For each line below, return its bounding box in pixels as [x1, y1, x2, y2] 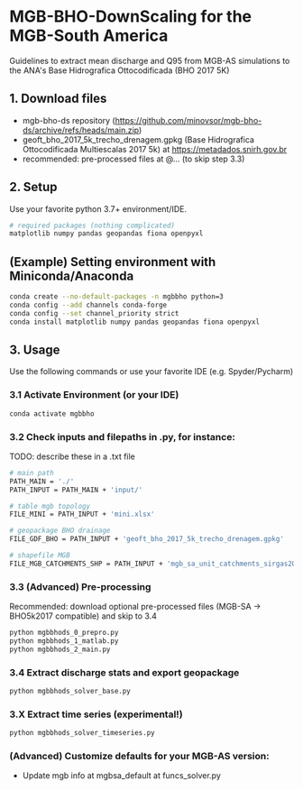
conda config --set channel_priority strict [9, 308, 179, 317]
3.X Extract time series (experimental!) [9, 708, 183, 721]
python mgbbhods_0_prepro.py [9, 629, 119, 638]
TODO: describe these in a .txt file [9, 451, 135, 462]
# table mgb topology [9, 501, 91, 510]
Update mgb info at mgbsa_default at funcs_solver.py [22, 770, 221, 781]
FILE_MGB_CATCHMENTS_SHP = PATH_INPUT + [9, 559, 164, 568]
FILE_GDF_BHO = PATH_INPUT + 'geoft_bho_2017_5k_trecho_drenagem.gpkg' [9, 535, 284, 544]
